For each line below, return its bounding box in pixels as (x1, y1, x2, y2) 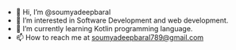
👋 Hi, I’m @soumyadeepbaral (15, 8, 111, 16)
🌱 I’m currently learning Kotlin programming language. (15, 24, 193, 33)
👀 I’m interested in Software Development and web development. (15, 16, 229, 25)
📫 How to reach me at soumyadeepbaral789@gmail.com (15, 33, 204, 42)
